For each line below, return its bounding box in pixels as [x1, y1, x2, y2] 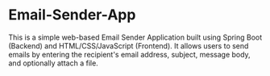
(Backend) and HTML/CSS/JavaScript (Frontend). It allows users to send [8, 40, 249, 50]
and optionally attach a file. [8, 58, 98, 68]
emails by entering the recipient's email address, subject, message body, [8, 49, 251, 59]
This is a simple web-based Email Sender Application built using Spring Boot [8, 32, 263, 42]
